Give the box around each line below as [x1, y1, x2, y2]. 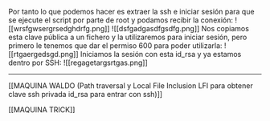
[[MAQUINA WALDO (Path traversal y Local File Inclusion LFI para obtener [8, 81, 253, 91]
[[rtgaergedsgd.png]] [8, 50, 79, 58]
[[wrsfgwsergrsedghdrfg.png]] [8, 24, 110, 33]
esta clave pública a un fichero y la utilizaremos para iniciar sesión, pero [8, 32, 247, 42]
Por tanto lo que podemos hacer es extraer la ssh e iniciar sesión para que [8, 7, 255, 16]
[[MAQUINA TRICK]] [8, 105, 76, 115]
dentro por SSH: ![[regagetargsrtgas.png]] [8, 58, 149, 67]
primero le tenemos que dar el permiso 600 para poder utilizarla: [8, 41, 223, 50]
